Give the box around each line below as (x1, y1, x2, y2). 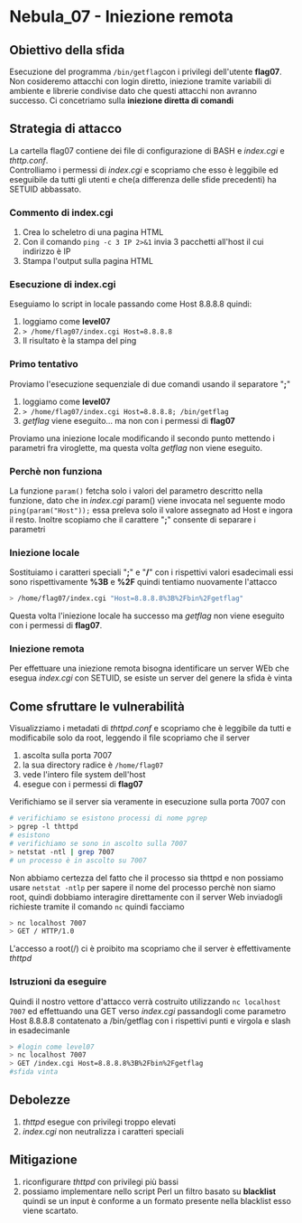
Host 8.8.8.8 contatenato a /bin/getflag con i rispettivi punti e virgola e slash (9, 1015, 291, 1026)
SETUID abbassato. (9, 183, 82, 194)
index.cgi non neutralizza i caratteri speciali (22, 1125, 185, 1136)
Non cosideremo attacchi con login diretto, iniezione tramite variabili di (9, 76, 272, 87)
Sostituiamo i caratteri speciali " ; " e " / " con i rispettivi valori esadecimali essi (9, 567, 294, 578)
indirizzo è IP (22, 246, 71, 257)
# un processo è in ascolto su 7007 (9, 856, 147, 865)
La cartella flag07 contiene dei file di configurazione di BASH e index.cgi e (9, 145, 286, 155)
